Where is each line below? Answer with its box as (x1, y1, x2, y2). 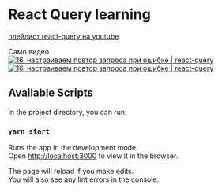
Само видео (8, 46, 50, 56)
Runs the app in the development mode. (8, 143, 138, 153)
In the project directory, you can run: (8, 107, 127, 116)
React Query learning (8, 6, 152, 24)
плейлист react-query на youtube (8, 31, 119, 41)
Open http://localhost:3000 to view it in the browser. (8, 151, 179, 161)
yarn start (8, 127, 50, 135)
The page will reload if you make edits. (8, 167, 134, 176)
